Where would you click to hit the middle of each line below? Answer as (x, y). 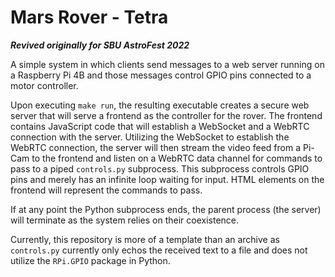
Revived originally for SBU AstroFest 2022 (100, 45)
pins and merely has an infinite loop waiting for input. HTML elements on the (167, 179)
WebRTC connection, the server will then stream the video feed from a (156, 147)
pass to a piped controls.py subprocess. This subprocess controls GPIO (160, 168)
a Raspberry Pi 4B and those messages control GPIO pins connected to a (161, 75)
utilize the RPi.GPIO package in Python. (90, 260)
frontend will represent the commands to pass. (106, 190)
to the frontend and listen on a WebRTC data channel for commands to (177, 158)
